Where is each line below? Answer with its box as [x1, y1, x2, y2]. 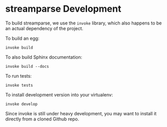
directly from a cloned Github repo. [5, 116, 79, 122]
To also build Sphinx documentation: [5, 54, 82, 60]
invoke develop [5, 101, 38, 107]
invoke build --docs [5, 64, 50, 69]
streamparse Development [5, 3, 121, 15]
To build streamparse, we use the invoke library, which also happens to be [5, 20, 162, 26]
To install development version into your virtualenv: [5, 91, 113, 97]
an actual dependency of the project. [5, 25, 83, 31]
